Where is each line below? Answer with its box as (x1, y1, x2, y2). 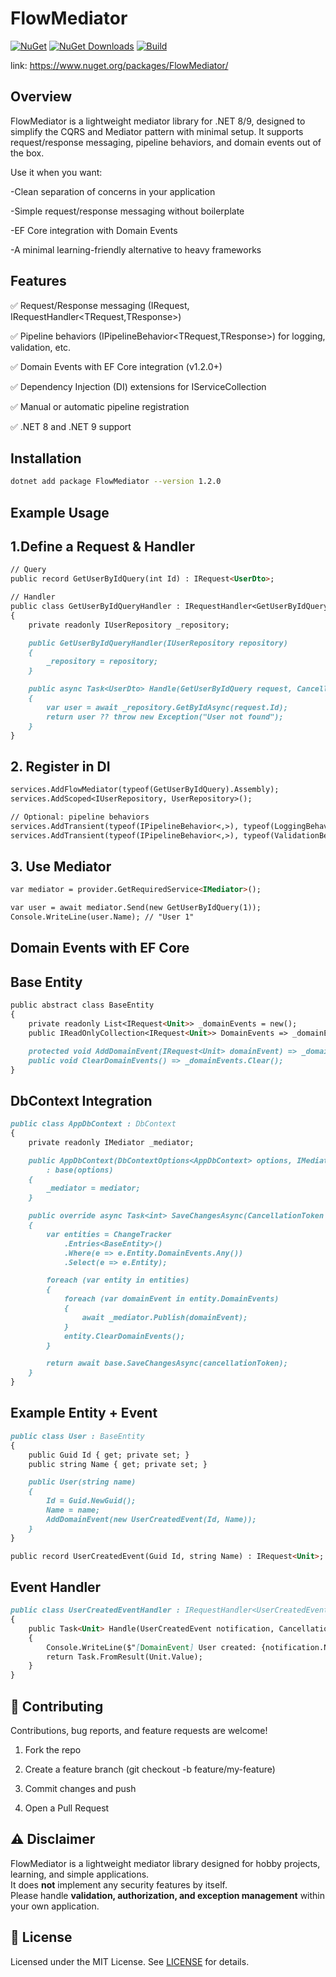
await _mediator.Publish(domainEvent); (81, 1312, 248, 1322)
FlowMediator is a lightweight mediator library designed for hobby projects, (10, 1857, 321, 1869)
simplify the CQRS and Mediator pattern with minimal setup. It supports (10, 125, 304, 137)
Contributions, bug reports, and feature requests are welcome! (10, 1725, 268, 1737)
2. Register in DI (10, 758, 111, 775)
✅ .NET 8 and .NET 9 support (10, 420, 132, 432)
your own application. (10, 1900, 100, 1912)
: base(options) (46, 1165, 114, 1175)
